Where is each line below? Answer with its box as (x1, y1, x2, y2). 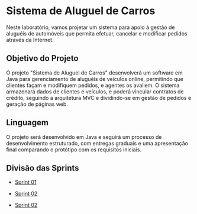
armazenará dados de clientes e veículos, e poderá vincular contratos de (6, 87, 184, 95)
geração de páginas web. (6, 100, 68, 108)
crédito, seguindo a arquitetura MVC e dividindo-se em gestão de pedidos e (6, 94, 192, 101)
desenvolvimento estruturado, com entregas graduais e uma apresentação (6, 140, 188, 147)
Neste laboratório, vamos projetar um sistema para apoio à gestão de (6, 24, 175, 31)
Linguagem (6, 118, 49, 128)
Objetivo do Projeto (6, 53, 79, 63)
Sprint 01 (14, 179, 37, 186)
